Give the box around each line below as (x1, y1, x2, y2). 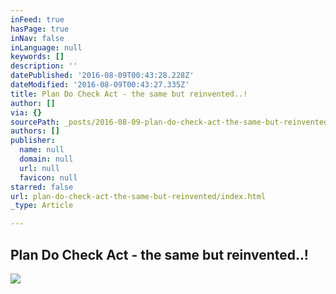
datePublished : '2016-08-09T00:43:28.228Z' (10, 71, 195, 81)
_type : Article (10, 201, 74, 211)
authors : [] (10, 126, 60, 136)
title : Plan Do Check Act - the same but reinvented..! (10, 89, 248, 99)
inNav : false (10, 33, 65, 43)
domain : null (19, 154, 74, 164)
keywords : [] (10, 52, 65, 62)
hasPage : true (10, 24, 70, 34)
